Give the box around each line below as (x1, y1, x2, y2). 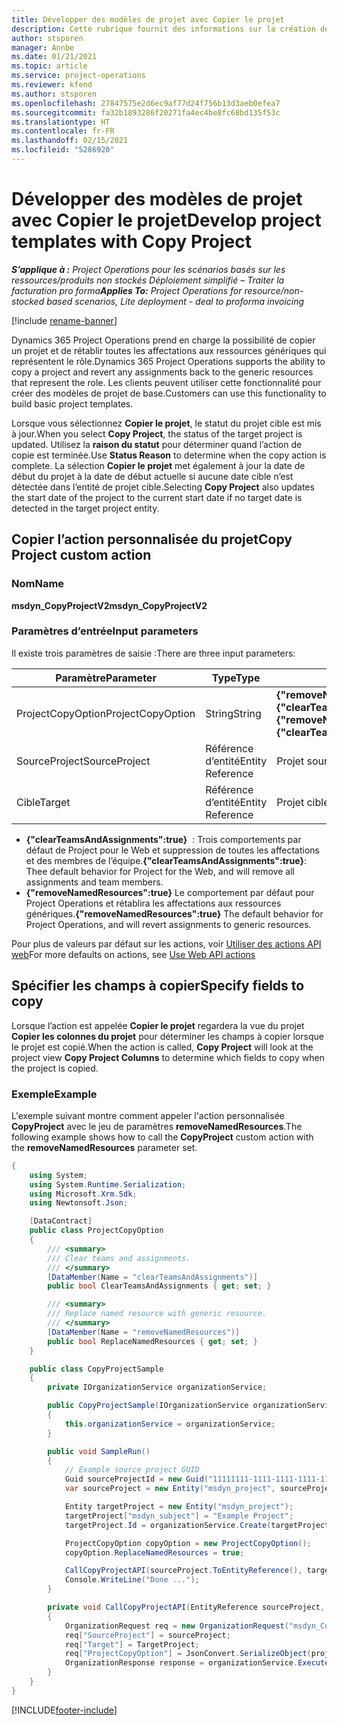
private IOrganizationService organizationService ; (47, 1382, 268, 1393)
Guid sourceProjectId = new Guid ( (64, 1474, 209, 1485)
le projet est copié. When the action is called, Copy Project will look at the (11, 1041, 314, 1053)
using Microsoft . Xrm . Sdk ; (29, 1189, 138, 1199)
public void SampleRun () (47, 1446, 151, 1456)
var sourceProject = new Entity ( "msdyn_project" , (64, 1484, 276, 1494)
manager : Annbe (11, 42, 75, 53)
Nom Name (11, 577, 65, 591)
